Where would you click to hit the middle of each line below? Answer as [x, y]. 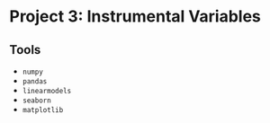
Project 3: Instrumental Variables [135, 17]
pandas [35, 82]
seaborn [36, 101]
